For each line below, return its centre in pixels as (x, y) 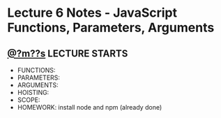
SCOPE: (29, 100)
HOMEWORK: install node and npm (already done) (90, 107)
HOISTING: (33, 93)
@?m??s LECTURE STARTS (68, 53)
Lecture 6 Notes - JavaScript (92, 13)
